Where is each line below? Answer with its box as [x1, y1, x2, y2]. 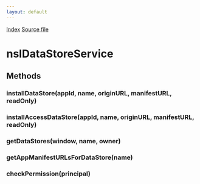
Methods [6, 71, 41, 81]
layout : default [6, 9, 47, 15]
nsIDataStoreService [6, 47, 114, 61]
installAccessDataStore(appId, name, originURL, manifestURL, [6, 113, 195, 121]
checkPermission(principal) [6, 169, 91, 178]
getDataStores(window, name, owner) [6, 137, 121, 145]
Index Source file [6, 26, 49, 33]
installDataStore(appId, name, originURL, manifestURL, [6, 89, 172, 98]
